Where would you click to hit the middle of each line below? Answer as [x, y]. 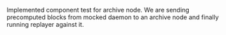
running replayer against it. [45, 24]
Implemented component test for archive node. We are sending [98, 10]
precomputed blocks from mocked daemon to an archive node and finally [113, 17]
